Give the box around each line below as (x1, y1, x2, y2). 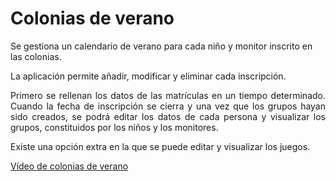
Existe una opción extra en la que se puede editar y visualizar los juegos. (10, 140, 311, 152)
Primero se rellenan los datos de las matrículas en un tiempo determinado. (10, 89, 326, 101)
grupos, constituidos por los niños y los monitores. (10, 121, 219, 133)
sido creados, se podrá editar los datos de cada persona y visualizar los (10, 110, 326, 122)
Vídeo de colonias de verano (10, 160, 129, 172)
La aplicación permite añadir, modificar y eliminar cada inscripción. (10, 70, 287, 82)
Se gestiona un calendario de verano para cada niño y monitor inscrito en (10, 40, 313, 52)
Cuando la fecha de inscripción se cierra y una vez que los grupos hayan (10, 100, 326, 112)
